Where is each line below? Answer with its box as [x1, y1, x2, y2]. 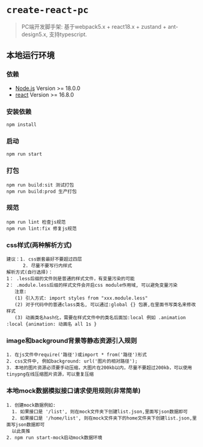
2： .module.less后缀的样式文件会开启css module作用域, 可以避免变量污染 [6, 283, 178, 289]
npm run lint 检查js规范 [6, 219, 66, 225]
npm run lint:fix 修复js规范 [6, 225, 77, 232]
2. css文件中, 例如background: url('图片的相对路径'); [6, 358, 138, 364]
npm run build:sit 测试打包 [6, 182, 75, 188]
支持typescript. [48, 31, 87, 38]
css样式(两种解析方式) [6, 240, 72, 249]
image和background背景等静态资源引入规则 [6, 336, 138, 345]
